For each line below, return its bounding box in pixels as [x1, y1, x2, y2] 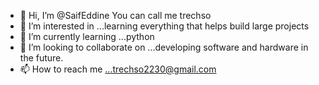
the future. [19, 52, 64, 64]
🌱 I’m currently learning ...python [19, 31, 155, 42]
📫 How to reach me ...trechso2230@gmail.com [19, 63, 217, 75]
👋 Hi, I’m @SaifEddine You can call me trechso [19, 10, 212, 21]
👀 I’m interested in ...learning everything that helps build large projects [19, 20, 310, 32]
